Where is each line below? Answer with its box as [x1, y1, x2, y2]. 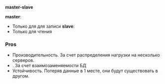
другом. [12, 73, 30, 79]
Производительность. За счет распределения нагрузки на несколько [12, 52, 160, 58]
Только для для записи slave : [12, 23, 75, 29]
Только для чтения [12, 29, 52, 34]
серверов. [12, 57, 35, 63]
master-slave [5, 4, 33, 10]
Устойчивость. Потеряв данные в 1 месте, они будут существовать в [12, 68, 159, 74]
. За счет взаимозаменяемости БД [12, 63, 87, 69]
